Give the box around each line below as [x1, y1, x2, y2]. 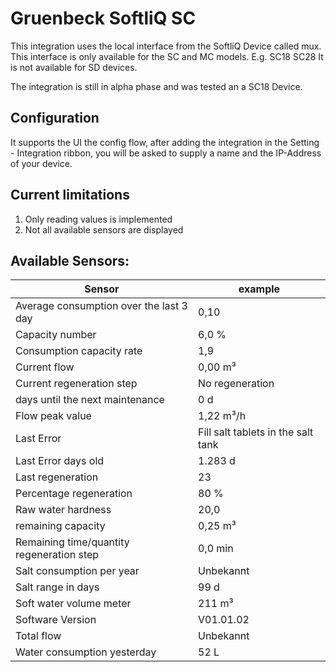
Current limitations [10, 187, 130, 204]
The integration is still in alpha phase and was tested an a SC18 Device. [10, 80, 303, 92]
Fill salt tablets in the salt [198, 425, 314, 439]
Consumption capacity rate [15, 344, 143, 358]
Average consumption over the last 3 [15, 299, 188, 313]
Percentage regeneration [15, 487, 133, 501]
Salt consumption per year [15, 564, 140, 578]
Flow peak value [15, 409, 92, 423]
